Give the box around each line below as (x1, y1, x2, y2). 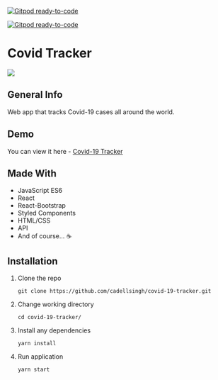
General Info (7, 89, 63, 101)
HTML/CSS (17, 216, 51, 225)
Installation (7, 255, 58, 267)
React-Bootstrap (17, 201, 66, 210)
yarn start (17, 366, 50, 374)
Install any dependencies (17, 326, 91, 335)
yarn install (17, 340, 57, 347)
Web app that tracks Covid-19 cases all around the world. (7, 107, 175, 116)
